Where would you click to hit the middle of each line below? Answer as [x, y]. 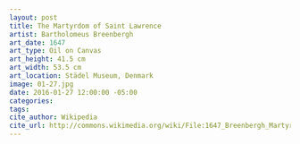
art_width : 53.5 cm [46, 68]
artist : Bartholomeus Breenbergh [71, 34]
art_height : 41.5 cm [48, 59]
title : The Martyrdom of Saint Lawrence [86, 26]
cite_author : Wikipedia [54, 117]
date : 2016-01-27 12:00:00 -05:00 [74, 92]
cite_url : [28, 126]
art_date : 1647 [37, 42]
